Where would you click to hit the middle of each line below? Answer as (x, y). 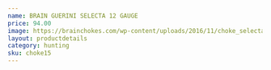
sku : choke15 (30, 53)
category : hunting (38, 46)
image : (19, 31)
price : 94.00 (30, 23)
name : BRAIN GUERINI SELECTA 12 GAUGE (73, 16)
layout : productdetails (48, 38)
